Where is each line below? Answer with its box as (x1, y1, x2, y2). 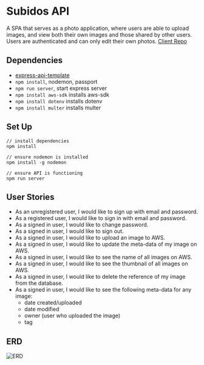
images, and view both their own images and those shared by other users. (6, 31, 192, 38)
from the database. (15, 279, 63, 287)
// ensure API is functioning (6, 170, 83, 176)
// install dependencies (6, 138, 69, 144)
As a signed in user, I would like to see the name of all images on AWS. (15, 254, 193, 261)
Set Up (6, 122, 32, 132)
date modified (24, 306, 60, 313)
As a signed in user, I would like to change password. (15, 221, 149, 229)
